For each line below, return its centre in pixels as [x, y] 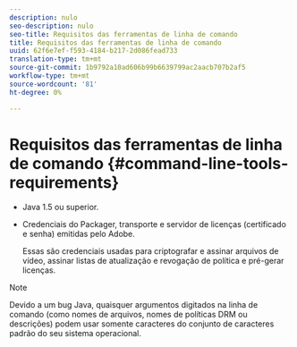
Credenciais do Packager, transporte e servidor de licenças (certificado [154, 224]
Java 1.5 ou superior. [60, 207]
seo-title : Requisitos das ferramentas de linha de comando [124, 34]
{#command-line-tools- [198, 163]
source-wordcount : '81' [54, 84]
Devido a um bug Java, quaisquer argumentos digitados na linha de [134, 305]
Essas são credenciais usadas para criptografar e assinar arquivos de [150, 251]
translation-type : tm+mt [55, 59]
